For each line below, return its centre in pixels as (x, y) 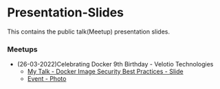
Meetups (22, 49)
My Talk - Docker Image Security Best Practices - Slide (105, 72)
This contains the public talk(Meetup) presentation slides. (89, 31)
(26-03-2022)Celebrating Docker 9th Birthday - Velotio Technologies (115, 64)
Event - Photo (47, 79)
